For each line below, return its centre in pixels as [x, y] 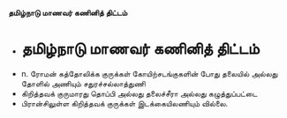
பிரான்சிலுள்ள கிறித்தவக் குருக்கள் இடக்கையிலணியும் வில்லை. [125, 103]
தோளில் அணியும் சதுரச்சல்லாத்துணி [83, 84]
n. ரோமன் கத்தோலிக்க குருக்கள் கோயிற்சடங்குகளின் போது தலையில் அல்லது [149, 73]
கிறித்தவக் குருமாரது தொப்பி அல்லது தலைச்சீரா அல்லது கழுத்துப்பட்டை [139, 93]
